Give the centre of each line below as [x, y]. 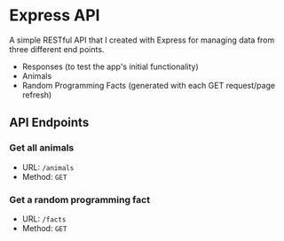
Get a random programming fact [80, 199]
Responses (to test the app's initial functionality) [110, 66]
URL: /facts [44, 219]
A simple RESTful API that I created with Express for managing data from [142, 40]
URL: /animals [48, 167]
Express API [55, 16]
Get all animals [42, 148]
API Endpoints [49, 123]
